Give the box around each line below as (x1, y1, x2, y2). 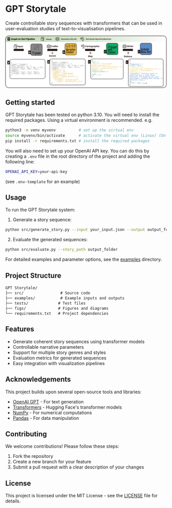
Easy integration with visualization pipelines (12, 360, 105, 366)
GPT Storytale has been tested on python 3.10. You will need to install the (5, 112, 160, 118)
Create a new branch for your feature (12, 459, 92, 465)
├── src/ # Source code (5, 290, 91, 296)
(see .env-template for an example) (5, 178, 80, 184)
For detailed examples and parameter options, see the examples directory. (5, 257, 162, 263)
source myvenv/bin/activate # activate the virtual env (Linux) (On (5, 133, 166, 138)
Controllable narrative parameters (12, 344, 84, 350)
